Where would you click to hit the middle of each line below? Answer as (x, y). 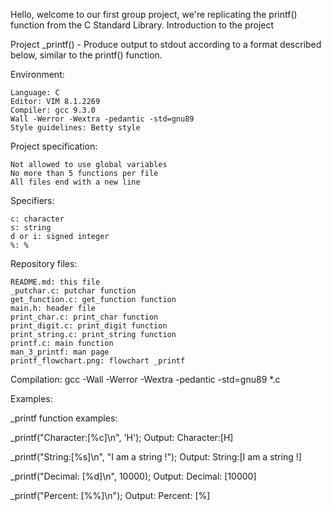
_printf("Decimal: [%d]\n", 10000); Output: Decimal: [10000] (133, 476)
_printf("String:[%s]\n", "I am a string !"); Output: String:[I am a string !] (156, 457)
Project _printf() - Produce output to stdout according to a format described (166, 44)
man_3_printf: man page (60, 352)
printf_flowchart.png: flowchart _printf (98, 361)
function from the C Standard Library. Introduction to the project (142, 25)
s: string (31, 228)
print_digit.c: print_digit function (89, 326)
